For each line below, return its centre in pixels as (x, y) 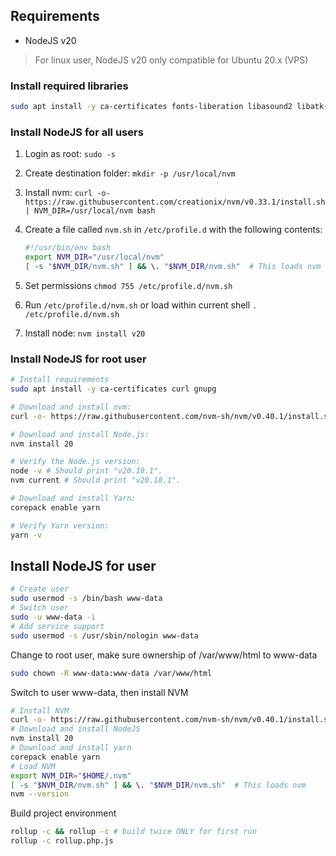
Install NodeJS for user (83, 565)
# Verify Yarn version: (60, 525)
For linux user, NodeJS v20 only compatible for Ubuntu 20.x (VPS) (171, 60)
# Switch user (40, 608)
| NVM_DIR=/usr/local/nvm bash (90, 211)
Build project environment (63, 813)
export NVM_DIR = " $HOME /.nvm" (71, 775)
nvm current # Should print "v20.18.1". (96, 480)
